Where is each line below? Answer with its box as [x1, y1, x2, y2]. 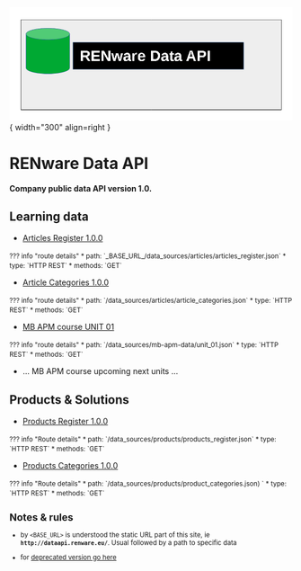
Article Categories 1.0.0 [22, 277, 110, 288]
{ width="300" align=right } [9, 121, 111, 132]
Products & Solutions [9, 392, 130, 407]
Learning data [9, 209, 89, 224]
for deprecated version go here [20, 552, 117, 562]
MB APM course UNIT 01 [22, 322, 115, 333]
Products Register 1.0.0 [22, 416, 109, 427]
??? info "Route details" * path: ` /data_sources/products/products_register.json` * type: [9, 435, 277, 444]
